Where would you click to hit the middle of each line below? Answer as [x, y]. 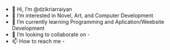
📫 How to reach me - [38, 41]
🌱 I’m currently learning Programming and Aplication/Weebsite [88, 22]
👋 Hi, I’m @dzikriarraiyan [42, 9]
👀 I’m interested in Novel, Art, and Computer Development [82, 15]
